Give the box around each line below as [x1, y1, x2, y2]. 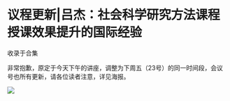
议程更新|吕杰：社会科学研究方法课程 [7, 7, 220, 23]
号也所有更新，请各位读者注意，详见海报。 [7, 72, 130, 81]
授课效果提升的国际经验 [7, 24, 143, 40]
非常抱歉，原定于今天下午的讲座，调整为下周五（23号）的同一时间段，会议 [7, 63, 224, 72]
